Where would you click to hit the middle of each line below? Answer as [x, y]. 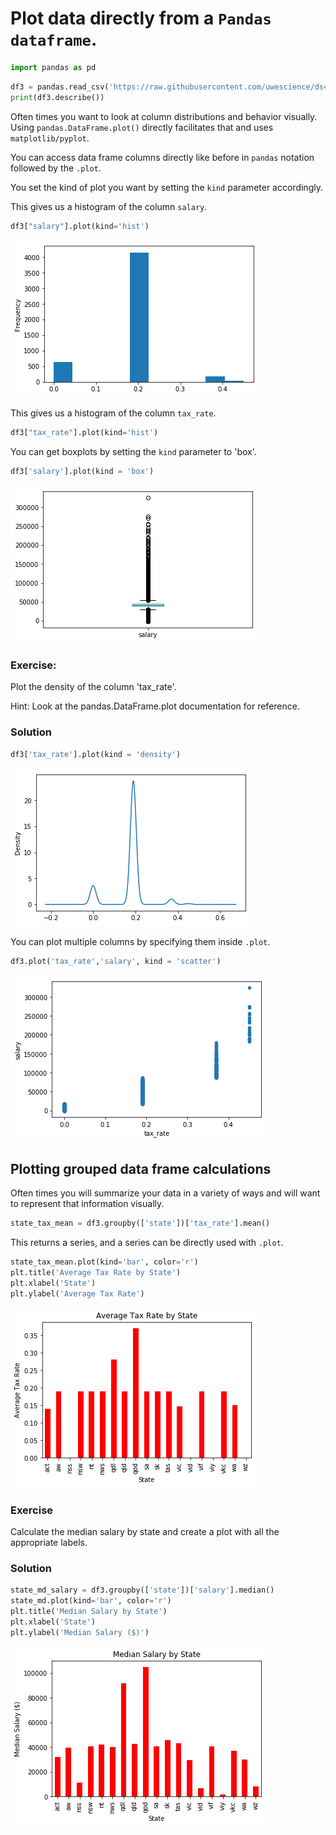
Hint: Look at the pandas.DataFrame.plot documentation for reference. [155, 706]
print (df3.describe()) [57, 97]
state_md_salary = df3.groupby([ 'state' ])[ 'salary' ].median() [142, 1590]
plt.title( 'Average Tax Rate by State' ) [96, 1273]
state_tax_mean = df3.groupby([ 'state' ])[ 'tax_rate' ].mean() [140, 1223]
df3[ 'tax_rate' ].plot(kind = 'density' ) [96, 754]
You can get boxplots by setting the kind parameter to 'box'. [133, 452]
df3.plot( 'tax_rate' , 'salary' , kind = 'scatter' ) [116, 961]
